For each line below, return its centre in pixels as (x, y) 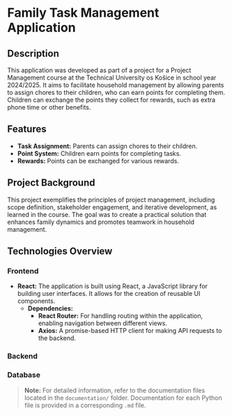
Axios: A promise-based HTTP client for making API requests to (130, 331)
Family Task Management (83, 13)
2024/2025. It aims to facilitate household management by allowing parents (116, 85)
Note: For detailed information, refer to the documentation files (115, 390)
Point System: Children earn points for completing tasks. (99, 153)
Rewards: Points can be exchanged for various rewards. (98, 161)
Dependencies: (50, 309)
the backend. (57, 338)
